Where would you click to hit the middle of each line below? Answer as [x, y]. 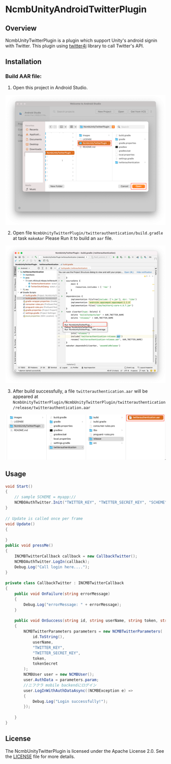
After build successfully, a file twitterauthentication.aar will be [80, 391]
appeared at [25, 397]
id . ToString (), [49, 637]
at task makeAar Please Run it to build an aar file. [63, 239]
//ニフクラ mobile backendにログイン [60, 685]
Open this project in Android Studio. [50, 87]
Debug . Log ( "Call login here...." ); [52, 567]
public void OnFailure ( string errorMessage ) [62, 594]
